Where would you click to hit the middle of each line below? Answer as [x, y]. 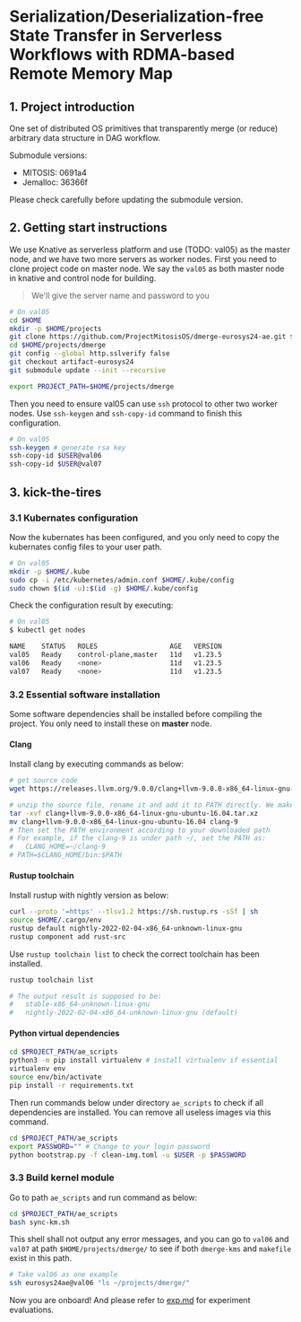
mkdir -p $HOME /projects [56, 328]
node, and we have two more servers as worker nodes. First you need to [143, 258]
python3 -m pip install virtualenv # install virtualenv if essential [144, 1061]
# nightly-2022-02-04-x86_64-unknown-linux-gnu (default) [124, 1013]
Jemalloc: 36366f [55, 182]
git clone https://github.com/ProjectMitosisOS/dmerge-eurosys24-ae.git [148, 337]
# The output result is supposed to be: [86, 996]
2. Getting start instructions [88, 228]
